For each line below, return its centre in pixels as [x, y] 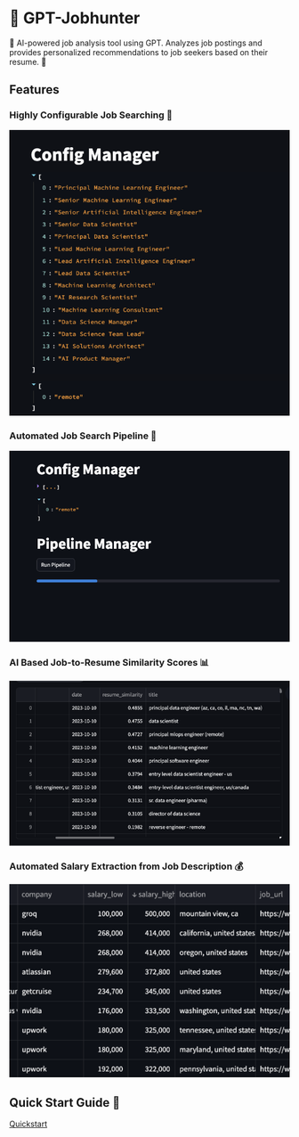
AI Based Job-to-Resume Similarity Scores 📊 [109, 663]
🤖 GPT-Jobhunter [75, 18]
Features [34, 90]
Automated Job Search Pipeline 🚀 [83, 436]
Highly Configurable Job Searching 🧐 [91, 115]
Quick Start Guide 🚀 [65, 1103]
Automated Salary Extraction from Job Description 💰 [126, 866]
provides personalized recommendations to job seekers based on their [139, 52]
